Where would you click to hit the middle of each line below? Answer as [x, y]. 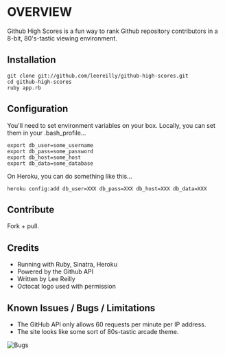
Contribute [31, 209]
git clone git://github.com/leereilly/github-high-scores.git [98, 76]
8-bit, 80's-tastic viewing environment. [62, 38]
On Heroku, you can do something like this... [70, 176]
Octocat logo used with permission [67, 287]
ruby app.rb [24, 88]
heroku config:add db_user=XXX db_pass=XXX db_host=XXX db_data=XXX [107, 189]
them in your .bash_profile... [47, 133]
